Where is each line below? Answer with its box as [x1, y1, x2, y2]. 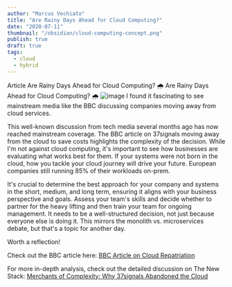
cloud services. [7, 109, 51, 117]
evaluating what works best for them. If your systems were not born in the [7, 152, 218, 160]
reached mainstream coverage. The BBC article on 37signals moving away [7, 130, 220, 138]
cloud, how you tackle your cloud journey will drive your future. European [7, 159, 217, 167]
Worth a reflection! [7, 237, 61, 246]
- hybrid [13, 62, 39, 69]
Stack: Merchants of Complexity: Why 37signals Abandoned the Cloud [7, 272, 208, 280]
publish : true [7, 36, 48, 43]
